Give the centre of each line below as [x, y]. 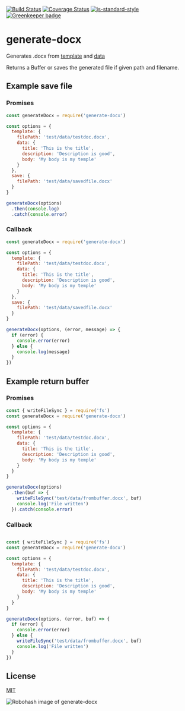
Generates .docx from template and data [56, 56]
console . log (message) [43, 352]
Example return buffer [48, 381]
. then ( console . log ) [36, 209]
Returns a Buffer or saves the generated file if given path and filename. [93, 67]
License [21, 676]
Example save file [39, 86]
